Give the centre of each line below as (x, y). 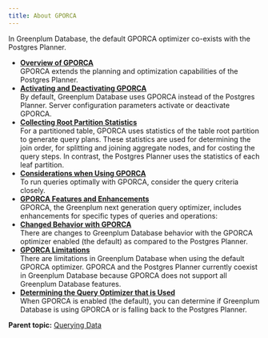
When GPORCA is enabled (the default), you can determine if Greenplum (140, 300)
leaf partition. (42, 164)
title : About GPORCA (43, 16)
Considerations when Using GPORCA (83, 173)
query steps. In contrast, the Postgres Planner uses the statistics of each (140, 156)
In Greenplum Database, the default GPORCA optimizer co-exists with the (129, 38)
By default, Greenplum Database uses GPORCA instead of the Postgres (137, 96)
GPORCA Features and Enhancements (84, 199)
